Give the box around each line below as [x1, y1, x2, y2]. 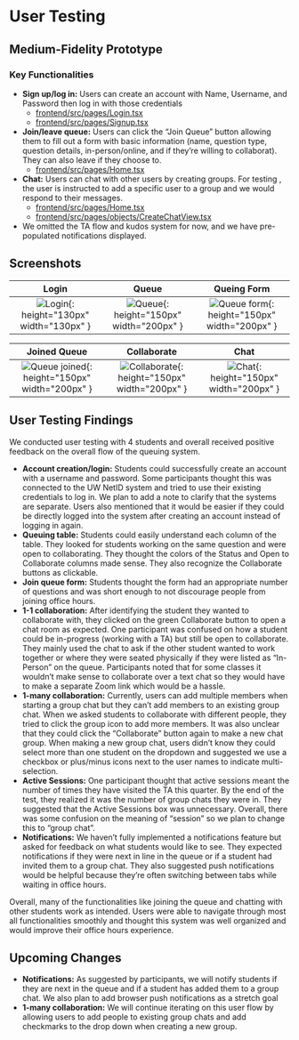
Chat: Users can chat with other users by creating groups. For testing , [21, 173, 282, 184]
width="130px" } [20, 319, 92, 332]
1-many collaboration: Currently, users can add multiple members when [21, 689, 288, 700]
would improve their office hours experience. [9, 924, 174, 935]
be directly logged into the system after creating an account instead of [21, 510, 281, 521]
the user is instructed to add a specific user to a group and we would [21, 182, 275, 193]
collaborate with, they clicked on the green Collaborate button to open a [21, 614, 287, 625]
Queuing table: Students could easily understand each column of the [21, 529, 278, 540]
